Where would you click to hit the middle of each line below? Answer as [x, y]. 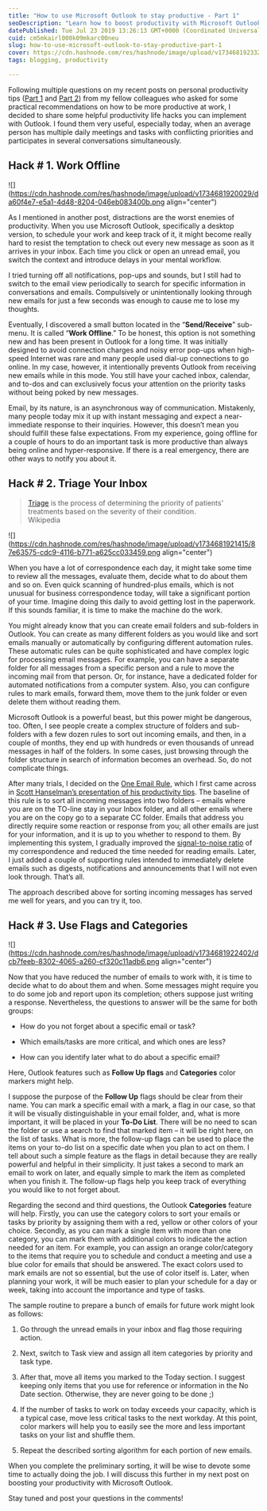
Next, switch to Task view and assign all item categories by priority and [136, 1353]
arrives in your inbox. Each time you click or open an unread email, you [124, 251]
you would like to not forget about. [64, 1190]
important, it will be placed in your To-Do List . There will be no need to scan [133, 1122]
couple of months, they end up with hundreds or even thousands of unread [131, 742]
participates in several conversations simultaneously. [95, 140]
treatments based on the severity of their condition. [112, 511]
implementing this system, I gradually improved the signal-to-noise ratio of [130, 843]
